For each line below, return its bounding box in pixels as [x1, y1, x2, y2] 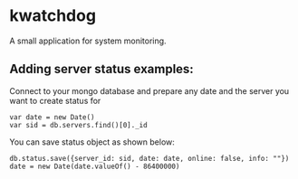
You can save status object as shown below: [9, 137, 175, 147]
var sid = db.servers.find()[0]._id [9, 120, 148, 129]
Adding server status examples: [9, 61, 195, 77]
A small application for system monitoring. [9, 35, 167, 46]
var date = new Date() [9, 112, 95, 122]
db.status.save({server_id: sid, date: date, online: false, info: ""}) [9, 154, 290, 163]
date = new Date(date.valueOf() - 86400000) [9, 162, 180, 171]
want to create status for [9, 95, 101, 106]
